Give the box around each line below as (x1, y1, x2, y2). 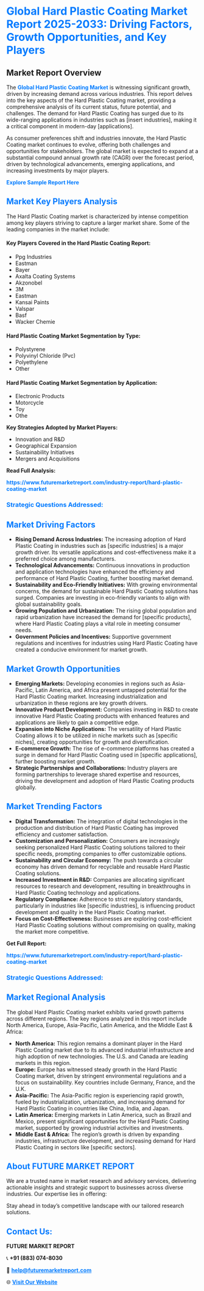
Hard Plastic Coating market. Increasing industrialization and (15, 693, 167, 700)
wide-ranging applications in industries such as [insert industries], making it (6, 116, 197, 123)
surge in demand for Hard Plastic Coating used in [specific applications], (15, 751, 198, 758)
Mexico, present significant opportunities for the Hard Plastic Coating (15, 1118, 189, 1125)
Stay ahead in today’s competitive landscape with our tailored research (6, 1202, 185, 1210)
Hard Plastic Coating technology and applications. (15, 889, 141, 896)
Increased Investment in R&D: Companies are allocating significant (15, 876, 185, 883)
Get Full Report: (6, 939, 47, 947)
